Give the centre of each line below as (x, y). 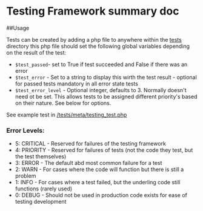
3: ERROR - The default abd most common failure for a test (88, 163)
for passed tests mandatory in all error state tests (76, 84)
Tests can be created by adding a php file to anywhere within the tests (94, 39)
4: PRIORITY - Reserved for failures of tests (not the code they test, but (104, 150)
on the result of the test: (36, 52)
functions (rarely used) (44, 189)
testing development (41, 202)
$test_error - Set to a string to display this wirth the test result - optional (106, 77)
